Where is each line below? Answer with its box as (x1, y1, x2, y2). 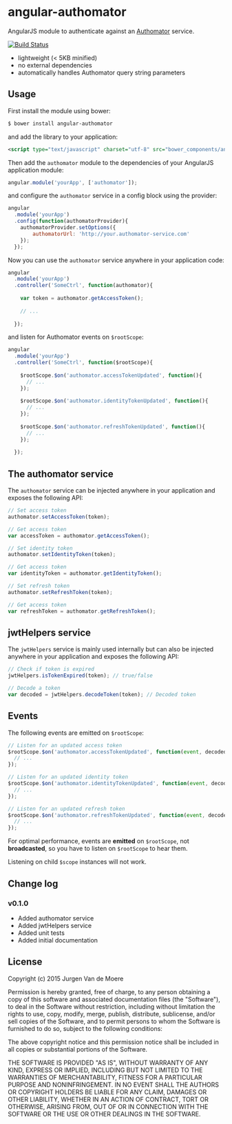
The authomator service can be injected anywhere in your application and (8, 486, 215, 495)
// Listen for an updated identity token (8, 773, 129, 780)
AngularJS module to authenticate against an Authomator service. (8, 27, 195, 35)
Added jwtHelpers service (17, 921, 92, 929)
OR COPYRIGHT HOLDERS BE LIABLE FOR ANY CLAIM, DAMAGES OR (8, 1087, 207, 1096)
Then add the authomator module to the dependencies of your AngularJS (8, 158, 214, 166)
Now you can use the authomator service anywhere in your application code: (8, 256, 224, 264)
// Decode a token (8, 684, 61, 692)
